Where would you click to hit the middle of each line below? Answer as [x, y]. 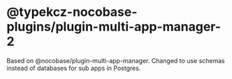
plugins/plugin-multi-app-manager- [114, 27]
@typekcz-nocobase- [72, 12]
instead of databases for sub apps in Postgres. [74, 68]
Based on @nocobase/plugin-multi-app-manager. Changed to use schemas [116, 60]
